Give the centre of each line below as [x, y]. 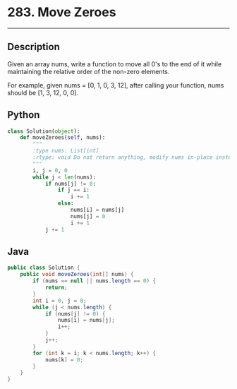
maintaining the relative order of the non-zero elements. [89, 71]
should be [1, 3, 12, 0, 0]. [43, 92]
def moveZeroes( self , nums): [63, 138]
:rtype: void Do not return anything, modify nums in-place [123, 157]
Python [24, 115]
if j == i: [74, 190]
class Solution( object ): [44, 131]
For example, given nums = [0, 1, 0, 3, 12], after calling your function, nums [116, 85]
